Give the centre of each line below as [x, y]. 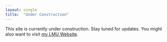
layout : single [21, 10]
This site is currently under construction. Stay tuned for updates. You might [84, 28]
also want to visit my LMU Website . [42, 34]
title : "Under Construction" [37, 14]
